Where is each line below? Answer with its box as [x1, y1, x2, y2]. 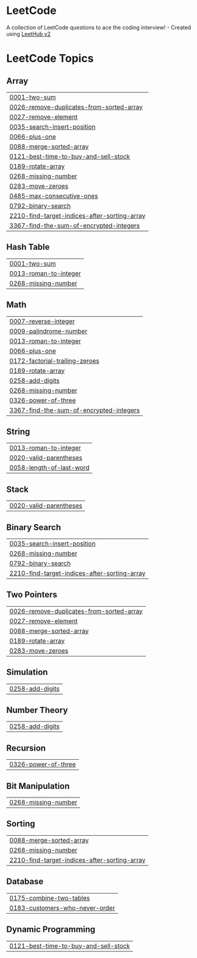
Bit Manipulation [6, 781, 70, 791]
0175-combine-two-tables [9, 894, 90, 902]
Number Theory [6, 705, 68, 715]
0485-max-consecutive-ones [9, 191, 98, 200]
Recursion [6, 743, 46, 753]
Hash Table [6, 242, 50, 252]
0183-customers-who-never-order [9, 903, 116, 912]
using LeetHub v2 [6, 30, 51, 37]
